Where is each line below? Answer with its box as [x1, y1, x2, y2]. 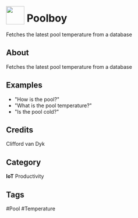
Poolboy [26, 12, 68, 25]
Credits [6, 125, 34, 135]
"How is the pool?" [14, 96, 60, 103]
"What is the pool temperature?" [14, 102, 92, 109]
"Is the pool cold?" [14, 108, 59, 115]
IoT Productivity [6, 173, 44, 180]
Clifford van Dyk [6, 140, 45, 147]
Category [6, 157, 41, 167]
